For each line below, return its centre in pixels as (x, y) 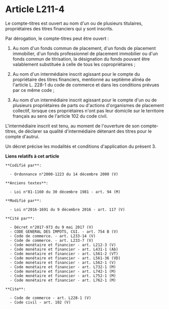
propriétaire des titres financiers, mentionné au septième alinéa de (81, 79)
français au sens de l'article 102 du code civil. (60, 116)
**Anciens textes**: (27, 183)
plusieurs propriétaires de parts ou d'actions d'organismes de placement (88, 105)
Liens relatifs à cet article (32, 156)
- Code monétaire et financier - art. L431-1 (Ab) (64, 249)
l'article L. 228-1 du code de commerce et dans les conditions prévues (86, 85)
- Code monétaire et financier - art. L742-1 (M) (63, 271)
